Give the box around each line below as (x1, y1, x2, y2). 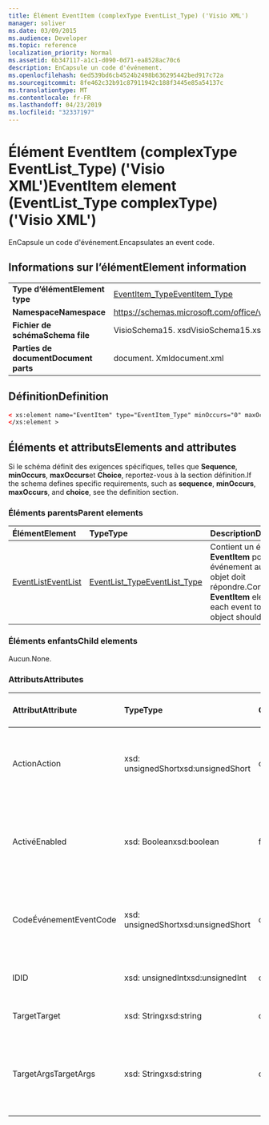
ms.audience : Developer (8, 34, 88, 42)
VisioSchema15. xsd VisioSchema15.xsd (113, 324, 267, 335)
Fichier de (12, 319, 52, 331)
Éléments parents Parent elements (8, 508, 143, 519)
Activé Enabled (12, 836, 67, 847)
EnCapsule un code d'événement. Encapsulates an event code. (8, 237, 215, 247)
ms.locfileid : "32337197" (8, 109, 94, 117)
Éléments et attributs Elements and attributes (8, 440, 237, 454)
